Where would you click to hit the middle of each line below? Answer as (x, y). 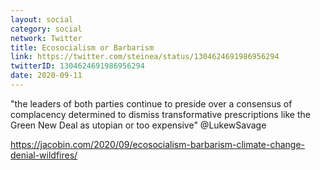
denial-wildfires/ (44, 155)
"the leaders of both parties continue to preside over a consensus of (151, 103)
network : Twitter (46, 38)
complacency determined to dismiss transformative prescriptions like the (160, 114)
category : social (46, 29)
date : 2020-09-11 (46, 76)
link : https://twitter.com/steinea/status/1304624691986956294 (145, 57)
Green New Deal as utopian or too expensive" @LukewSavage (138, 125)
